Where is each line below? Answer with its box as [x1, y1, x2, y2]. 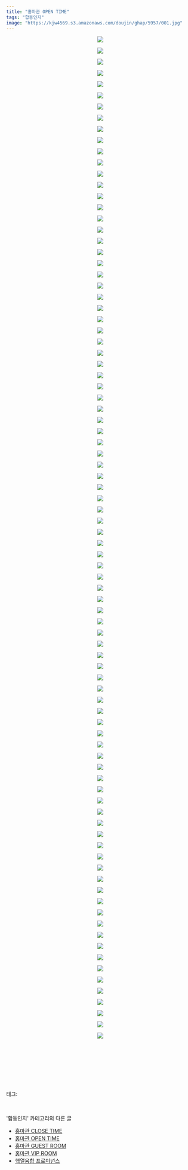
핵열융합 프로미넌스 [14, 1157, 60, 1165]
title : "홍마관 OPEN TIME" [6, 8, 70, 15]
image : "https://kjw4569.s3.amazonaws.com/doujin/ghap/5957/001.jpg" [6, 20, 183, 26]
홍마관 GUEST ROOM [14, 1143, 67, 1150]
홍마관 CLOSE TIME [14, 1128, 63, 1135]
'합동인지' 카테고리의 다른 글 [6, 1114, 72, 1122]
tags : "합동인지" [6, 14, 45, 20]
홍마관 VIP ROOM [14, 1150, 57, 1157]
